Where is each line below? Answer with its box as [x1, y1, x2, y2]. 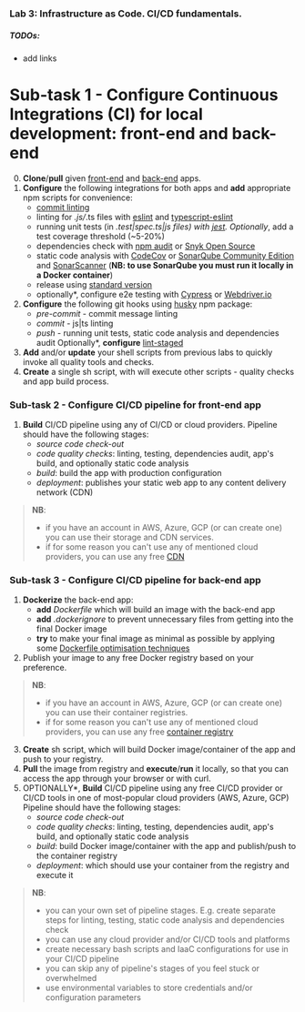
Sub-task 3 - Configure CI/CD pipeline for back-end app [9, 574, 261, 587]
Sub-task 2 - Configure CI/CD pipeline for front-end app [9, 399, 262, 411]
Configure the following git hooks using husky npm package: [22, 299, 253, 309]
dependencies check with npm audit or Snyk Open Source [36, 240, 256, 251]
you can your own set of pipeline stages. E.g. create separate [45, 905, 276, 916]
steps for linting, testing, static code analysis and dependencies [45, 915, 285, 926]
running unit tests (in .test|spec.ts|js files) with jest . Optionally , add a [36, 221, 294, 232]
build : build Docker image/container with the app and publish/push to [36, 841, 297, 852]
